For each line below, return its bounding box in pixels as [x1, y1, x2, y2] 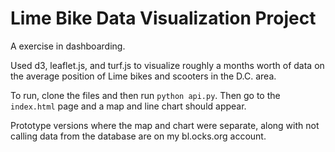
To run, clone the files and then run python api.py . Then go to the [10, 89, 281, 101]
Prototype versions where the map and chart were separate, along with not [10, 119, 320, 131]
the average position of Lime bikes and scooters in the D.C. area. [10, 70, 277, 82]
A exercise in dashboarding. [10, 40, 126, 52]
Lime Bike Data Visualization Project [10, 7, 317, 30]
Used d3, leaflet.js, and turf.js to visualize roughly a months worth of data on [10, 59, 325, 71]
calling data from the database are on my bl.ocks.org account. [10, 130, 267, 142]
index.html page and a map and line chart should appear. [10, 100, 247, 112]
